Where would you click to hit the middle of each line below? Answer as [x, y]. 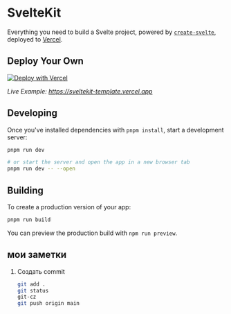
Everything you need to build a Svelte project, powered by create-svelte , [112, 32]
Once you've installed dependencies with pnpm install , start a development [115, 130]
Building [25, 190]
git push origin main [48, 304]
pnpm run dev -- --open [41, 169]
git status [33, 290]
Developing [32, 113]
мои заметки [37, 255]
